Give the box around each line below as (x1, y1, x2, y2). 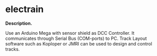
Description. (5, 20, 32, 26)
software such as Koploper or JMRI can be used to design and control (5, 40, 152, 46)
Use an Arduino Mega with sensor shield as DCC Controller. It (5, 30, 135, 36)
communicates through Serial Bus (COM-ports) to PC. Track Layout (5, 35, 147, 41)
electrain (5, 4, 44, 15)
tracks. (5, 46, 20, 52)
